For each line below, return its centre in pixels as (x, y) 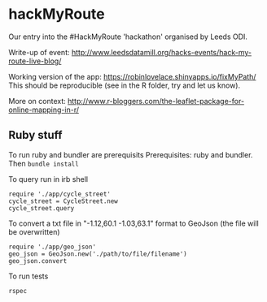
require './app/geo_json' (52, 247)
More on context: (37, 101)
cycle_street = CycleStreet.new (63, 201)
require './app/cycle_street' (60, 194)
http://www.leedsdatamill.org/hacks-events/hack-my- (162, 52)
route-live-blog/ (35, 61)
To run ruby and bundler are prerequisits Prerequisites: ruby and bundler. (131, 154)
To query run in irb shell (48, 179)
